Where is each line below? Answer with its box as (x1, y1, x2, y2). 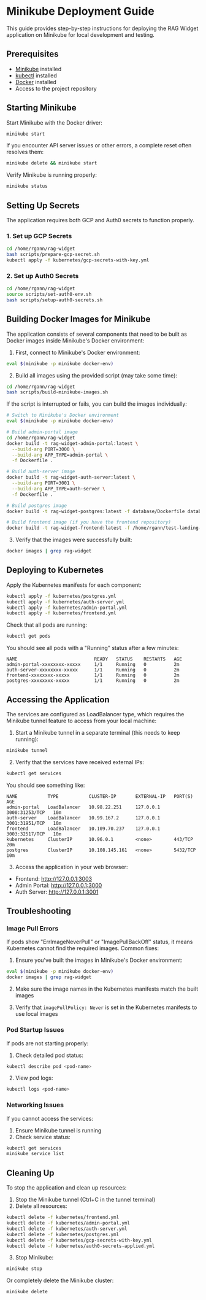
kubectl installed (15, 72, 57, 79)
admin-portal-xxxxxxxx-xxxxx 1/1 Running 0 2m (6, 662, 180, 668)
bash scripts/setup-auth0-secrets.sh (6, 296, 103, 303)
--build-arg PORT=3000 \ (12, 446, 75, 452)
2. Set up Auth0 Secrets (6, 271, 79, 280)
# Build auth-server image (6, 468, 75, 475)
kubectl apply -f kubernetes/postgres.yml (6, 593, 116, 599)
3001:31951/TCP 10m (6, 820, 62, 826)
